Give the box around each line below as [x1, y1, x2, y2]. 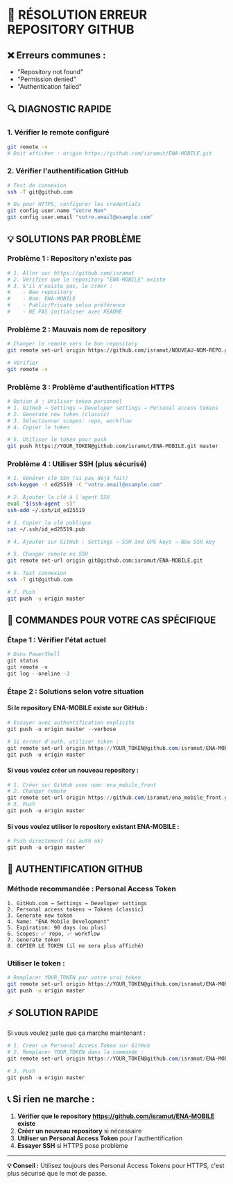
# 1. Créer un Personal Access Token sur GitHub [7, 1043, 150, 1049]
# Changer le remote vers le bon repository [7, 341, 138, 348]
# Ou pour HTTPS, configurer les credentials [7, 201, 141, 208]
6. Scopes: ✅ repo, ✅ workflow [7, 930, 101, 937]
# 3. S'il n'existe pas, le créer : [7, 282, 113, 289]
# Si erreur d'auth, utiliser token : [7, 738, 119, 745]
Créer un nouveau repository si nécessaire [17, 1126, 142, 1135]
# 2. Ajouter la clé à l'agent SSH [7, 494, 110, 501]
